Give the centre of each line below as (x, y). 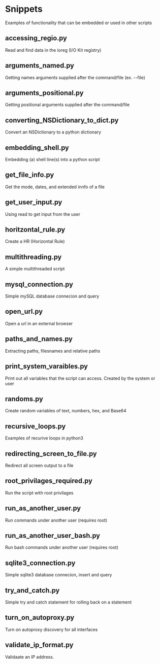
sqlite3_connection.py (40, 563)
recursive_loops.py (35, 426)
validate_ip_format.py (39, 645)
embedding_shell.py (37, 148)
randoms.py (24, 399)
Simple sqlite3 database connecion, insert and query (59, 575)
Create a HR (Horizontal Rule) (35, 241)
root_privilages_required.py (49, 481)
